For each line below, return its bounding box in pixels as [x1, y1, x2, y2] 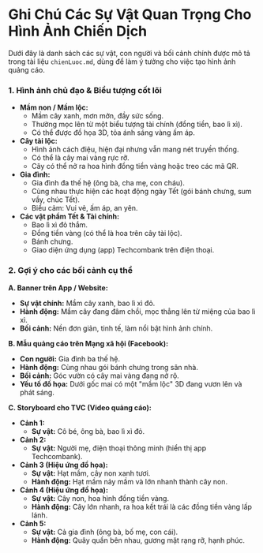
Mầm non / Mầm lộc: [19, 103, 88, 112]
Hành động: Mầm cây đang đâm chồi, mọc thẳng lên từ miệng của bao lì [19, 306, 256, 316]
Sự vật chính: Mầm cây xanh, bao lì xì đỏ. [19, 298, 156, 308]
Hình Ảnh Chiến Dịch [8, 22, 148, 40]
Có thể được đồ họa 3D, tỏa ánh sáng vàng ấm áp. [31, 128, 195, 137]
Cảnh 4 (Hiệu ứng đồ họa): [19, 485, 109, 495]
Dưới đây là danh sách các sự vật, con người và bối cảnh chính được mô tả [8, 48, 250, 58]
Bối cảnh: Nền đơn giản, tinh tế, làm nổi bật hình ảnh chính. [19, 323, 213, 333]
